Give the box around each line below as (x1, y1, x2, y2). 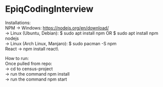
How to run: (5, 55, 29, 61)
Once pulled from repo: (5, 60, 53, 66)
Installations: (5, 20, 31, 26)
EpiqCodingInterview (5, 3, 94, 15)
